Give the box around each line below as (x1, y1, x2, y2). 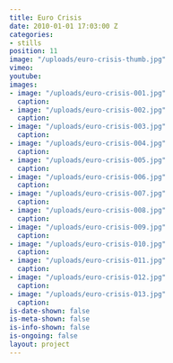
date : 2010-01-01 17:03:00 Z (9, 22, 118, 31)
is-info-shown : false (9, 323, 91, 332)
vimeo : (9, 64, 34, 73)
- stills (9, 38, 42, 48)
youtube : (9, 72, 42, 81)
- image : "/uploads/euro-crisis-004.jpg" (9, 139, 167, 148)
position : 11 (9, 47, 58, 56)
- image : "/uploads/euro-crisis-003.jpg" (9, 123, 167, 132)
